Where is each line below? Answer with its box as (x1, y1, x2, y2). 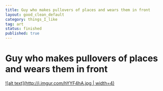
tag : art (5, 21, 24, 27)
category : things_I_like (5, 17, 58, 22)
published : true (5, 31, 39, 36)
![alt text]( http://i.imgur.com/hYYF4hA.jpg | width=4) (5, 80, 115, 86)
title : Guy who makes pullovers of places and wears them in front (5, 7, 151, 13)
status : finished (5, 26, 42, 31)
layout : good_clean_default (5, 12, 65, 17)
